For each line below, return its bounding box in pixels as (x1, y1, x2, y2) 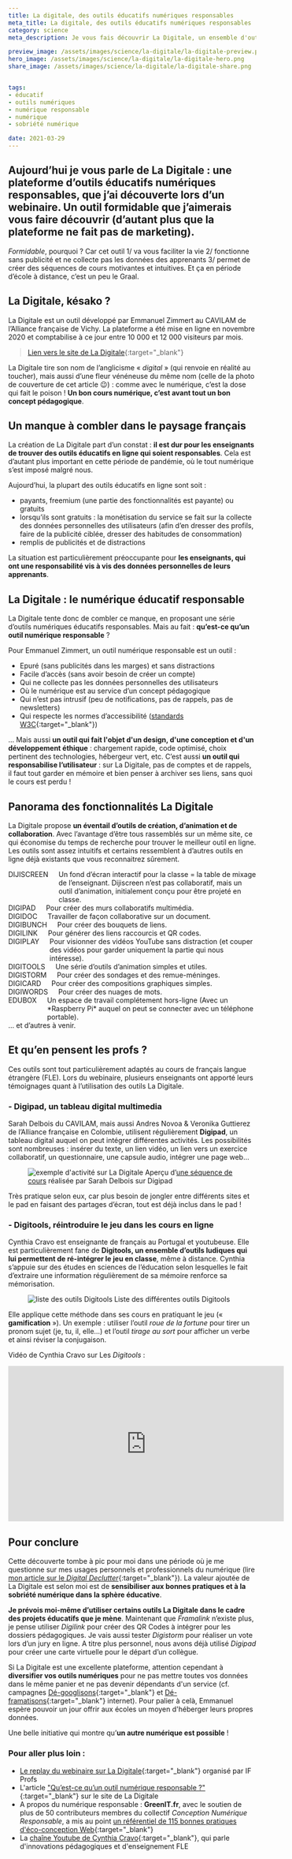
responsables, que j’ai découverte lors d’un (8, 189, 225, 202)
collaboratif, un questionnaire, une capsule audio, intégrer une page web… (8, 1153, 249, 1162)
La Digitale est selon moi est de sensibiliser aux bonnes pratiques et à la (8, 1582, 246, 1591)
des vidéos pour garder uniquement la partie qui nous (50, 945, 224, 955)
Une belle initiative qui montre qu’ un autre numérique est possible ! (8, 1728, 229, 1737)
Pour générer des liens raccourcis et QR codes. (47, 928, 202, 938)
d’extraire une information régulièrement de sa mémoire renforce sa (8, 1271, 227, 1280)
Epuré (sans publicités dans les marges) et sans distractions (19, 661, 215, 671)
